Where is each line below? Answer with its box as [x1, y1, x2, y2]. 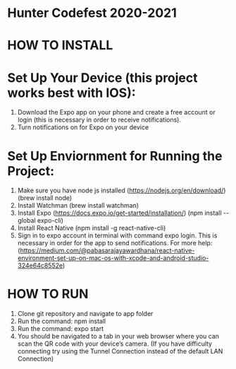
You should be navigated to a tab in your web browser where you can [17, 332, 220, 341]
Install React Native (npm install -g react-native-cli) [17, 224, 166, 233]
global [17, 216, 37, 225]
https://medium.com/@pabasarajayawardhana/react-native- [20, 246, 195, 255]
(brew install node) [17, 194, 73, 202]
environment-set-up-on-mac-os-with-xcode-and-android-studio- [17, 254, 209, 262]
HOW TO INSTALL [7, 37, 113, 54]
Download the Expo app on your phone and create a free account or [17, 108, 216, 117]
